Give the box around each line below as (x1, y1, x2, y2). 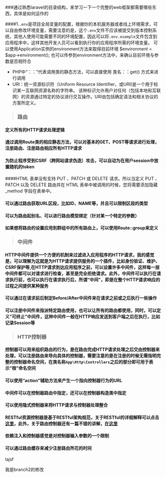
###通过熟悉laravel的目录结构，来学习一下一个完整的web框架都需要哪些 (5, 4, 152, 10)
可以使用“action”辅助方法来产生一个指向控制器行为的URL (5, 377, 123, 383)
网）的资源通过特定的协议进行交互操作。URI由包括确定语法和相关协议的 (12, 94, 158, 99)
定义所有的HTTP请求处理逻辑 (5, 127, 65, 133)
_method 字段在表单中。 (5, 188, 54, 194)
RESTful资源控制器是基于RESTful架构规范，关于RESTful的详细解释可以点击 (5, 414, 160, 420)
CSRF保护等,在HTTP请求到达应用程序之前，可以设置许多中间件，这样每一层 (5, 264, 160, 270)
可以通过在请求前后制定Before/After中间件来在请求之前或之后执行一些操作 (5, 295, 157, 301)
